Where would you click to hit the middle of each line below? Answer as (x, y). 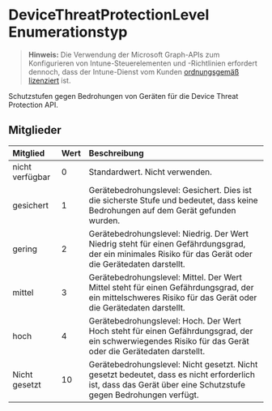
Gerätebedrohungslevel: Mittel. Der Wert (166, 277)
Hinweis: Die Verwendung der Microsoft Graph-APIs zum (124, 54)
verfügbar (32, 177)
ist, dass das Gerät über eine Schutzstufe (167, 384)
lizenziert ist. (49, 80)
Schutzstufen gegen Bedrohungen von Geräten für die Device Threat (123, 96)
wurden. (104, 220)
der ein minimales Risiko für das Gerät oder (170, 254)
